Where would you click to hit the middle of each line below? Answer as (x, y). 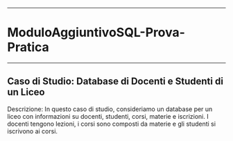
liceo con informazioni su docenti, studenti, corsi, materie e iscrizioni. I (108, 116)
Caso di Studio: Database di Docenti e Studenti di (115, 82)
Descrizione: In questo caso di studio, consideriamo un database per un (110, 109)
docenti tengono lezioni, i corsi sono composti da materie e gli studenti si (112, 124)
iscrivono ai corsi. (32, 131)
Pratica (28, 48)
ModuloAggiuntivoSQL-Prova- (96, 33)
